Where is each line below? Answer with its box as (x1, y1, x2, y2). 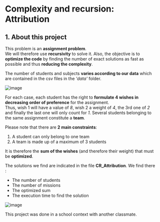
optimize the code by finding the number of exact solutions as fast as (5, 56, 144, 61)
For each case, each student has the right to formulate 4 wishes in (5, 94, 139, 100)
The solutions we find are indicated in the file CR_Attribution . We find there (5, 163, 156, 168)
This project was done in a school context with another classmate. (5, 211, 137, 217)
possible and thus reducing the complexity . (5, 61, 93, 67)
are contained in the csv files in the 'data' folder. (5, 76, 102, 81)
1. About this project (5, 33, 67, 41)
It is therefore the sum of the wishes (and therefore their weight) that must (5, 148, 154, 154)
